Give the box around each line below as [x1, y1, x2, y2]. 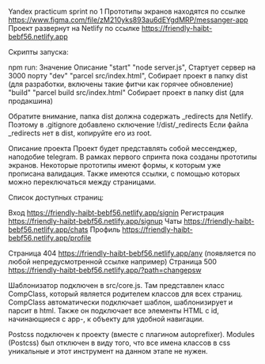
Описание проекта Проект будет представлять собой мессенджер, [8, 144, 237, 153]
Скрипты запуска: [8, 47, 69, 56]
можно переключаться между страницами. [8, 177, 157, 187]
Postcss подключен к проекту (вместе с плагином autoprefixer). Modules [8, 330, 256, 339]
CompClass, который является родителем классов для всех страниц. [8, 289, 243, 298]
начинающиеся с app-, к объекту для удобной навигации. [8, 314, 204, 324]
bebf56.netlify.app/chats [8, 225, 89, 234]
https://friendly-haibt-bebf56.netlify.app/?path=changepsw [8, 265, 202, 275]
